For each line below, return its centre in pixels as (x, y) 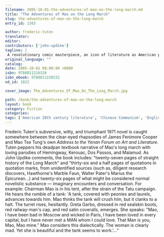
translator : (17, 37)
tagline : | (16, 50)
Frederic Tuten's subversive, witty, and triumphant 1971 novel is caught (76, 132)
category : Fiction (24, 109)
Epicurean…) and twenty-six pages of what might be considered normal (77, 178)
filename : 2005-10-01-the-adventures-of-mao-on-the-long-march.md (74, 10)
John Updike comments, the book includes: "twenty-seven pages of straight (82, 158)
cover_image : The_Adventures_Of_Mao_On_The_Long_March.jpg (66, 91)
